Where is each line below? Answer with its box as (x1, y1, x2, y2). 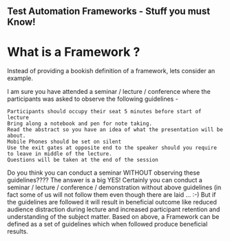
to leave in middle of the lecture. (7, 151, 112, 157)
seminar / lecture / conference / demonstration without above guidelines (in (7, 183, 222, 192)
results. (7, 227, 29, 235)
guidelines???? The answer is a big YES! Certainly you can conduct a (7, 176, 203, 184)
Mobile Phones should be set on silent (7, 138, 122, 146)
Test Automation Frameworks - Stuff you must (7, 6, 211, 17)
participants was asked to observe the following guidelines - (7, 95, 179, 103)
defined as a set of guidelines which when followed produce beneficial (7, 220, 208, 229)
